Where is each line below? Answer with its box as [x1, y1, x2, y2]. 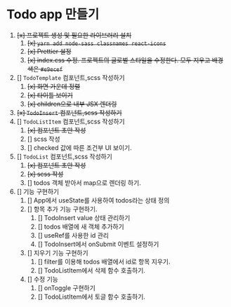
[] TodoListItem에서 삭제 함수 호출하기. [37, 266, 145, 274]
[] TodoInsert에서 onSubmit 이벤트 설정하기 [37, 240, 159, 248]
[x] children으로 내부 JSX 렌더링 [27, 100, 117, 108]
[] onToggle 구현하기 [37, 283, 95, 292]
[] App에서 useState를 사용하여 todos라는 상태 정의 [27, 196, 170, 204]
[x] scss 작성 [27, 170, 64, 178]
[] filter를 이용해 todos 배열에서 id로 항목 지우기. [37, 257, 171, 266]
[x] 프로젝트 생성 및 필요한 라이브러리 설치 [16, 31, 132, 39]
